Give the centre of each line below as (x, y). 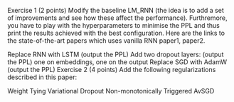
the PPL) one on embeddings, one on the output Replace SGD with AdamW (117, 62)
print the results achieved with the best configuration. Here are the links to (116, 33)
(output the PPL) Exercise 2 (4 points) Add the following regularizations (112, 70)
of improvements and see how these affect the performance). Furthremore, (117, 18)
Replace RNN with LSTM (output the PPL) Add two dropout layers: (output (116, 54)
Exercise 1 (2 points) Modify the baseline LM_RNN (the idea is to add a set (116, 10)
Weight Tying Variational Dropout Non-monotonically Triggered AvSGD (111, 91)
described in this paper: (42, 77)
